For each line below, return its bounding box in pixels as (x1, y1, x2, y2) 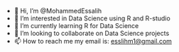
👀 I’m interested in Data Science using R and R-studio (13, 14, 170, 22)
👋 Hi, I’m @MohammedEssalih (13, 7, 102, 15)
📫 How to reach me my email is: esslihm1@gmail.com (13, 37, 173, 45)
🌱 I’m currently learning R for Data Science (13, 22, 139, 30)
